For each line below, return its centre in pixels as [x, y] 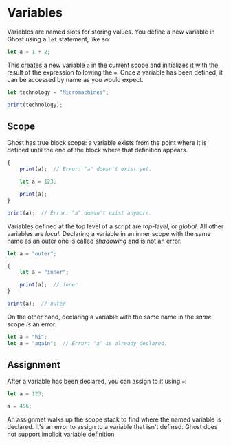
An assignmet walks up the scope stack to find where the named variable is [114, 419]
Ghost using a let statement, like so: [59, 39]
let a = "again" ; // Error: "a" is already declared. [87, 343]
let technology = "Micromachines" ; [58, 92]
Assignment [34, 365]
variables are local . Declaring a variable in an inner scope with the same [109, 233]
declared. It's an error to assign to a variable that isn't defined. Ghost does [112, 427]
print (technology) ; [35, 105]
